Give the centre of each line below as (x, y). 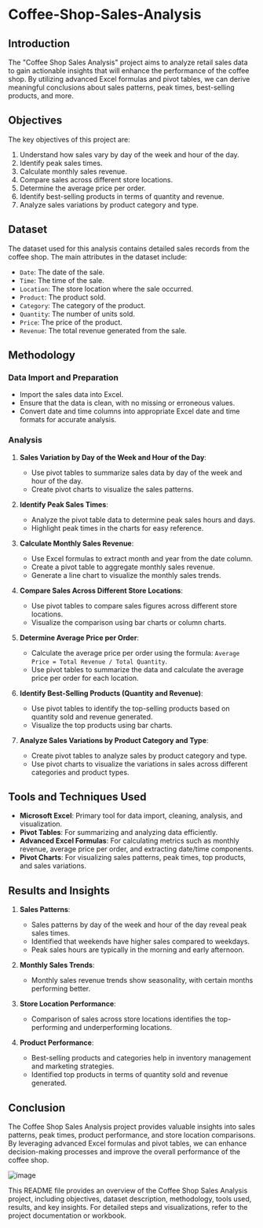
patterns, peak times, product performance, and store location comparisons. (132, 1135)
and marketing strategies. (73, 1066)
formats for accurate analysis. (68, 420)
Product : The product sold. (62, 297)
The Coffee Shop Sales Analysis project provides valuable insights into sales (131, 1127)
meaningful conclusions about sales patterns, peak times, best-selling (122, 87)
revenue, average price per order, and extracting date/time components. (136, 849)
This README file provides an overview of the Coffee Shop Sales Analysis (128, 1191)
